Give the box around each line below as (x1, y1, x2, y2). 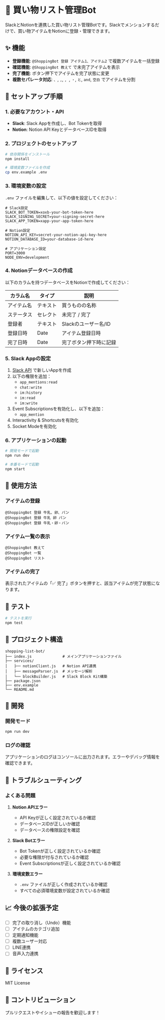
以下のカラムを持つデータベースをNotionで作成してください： (5, 279, 131, 285)
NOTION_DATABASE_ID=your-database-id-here (5, 237, 94, 242)
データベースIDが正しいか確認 (19, 821, 80, 827)
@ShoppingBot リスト (5, 555, 45, 561)
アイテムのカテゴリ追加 (12, 926, 60, 932)
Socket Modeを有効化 (12, 424, 57, 429)
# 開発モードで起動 (5, 448, 39, 454)
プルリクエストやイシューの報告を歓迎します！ (5, 1009, 100, 1016)
